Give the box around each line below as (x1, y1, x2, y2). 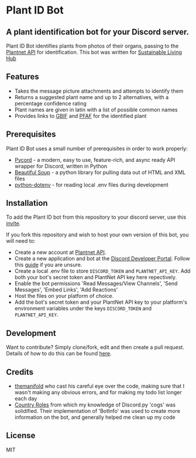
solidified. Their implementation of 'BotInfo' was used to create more (14, 408, 180, 415)
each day (14, 395, 37, 402)
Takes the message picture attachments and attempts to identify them (14, 87, 184, 94)
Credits (6, 367, 34, 377)
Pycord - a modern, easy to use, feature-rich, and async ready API (14, 156, 176, 163)
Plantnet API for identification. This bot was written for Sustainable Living (6, 49, 183, 56)
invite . (6, 220, 21, 227)
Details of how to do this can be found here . (6, 350, 112, 357)
